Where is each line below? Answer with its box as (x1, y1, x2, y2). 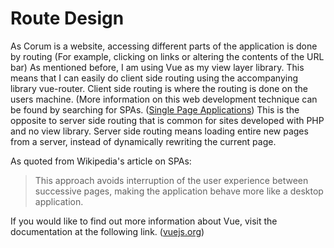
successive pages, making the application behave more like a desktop (34, 185, 324, 197)
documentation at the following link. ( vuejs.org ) (10, 225, 205, 237)
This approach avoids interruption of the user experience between (34, 174, 309, 186)
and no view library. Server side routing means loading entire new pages (10, 125, 309, 137)
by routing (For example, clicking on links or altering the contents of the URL (10, 50, 325, 62)
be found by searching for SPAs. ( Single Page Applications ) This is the (10, 103, 300, 116)
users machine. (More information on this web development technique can (10, 93, 318, 105)
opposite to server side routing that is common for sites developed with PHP (10, 114, 325, 126)
